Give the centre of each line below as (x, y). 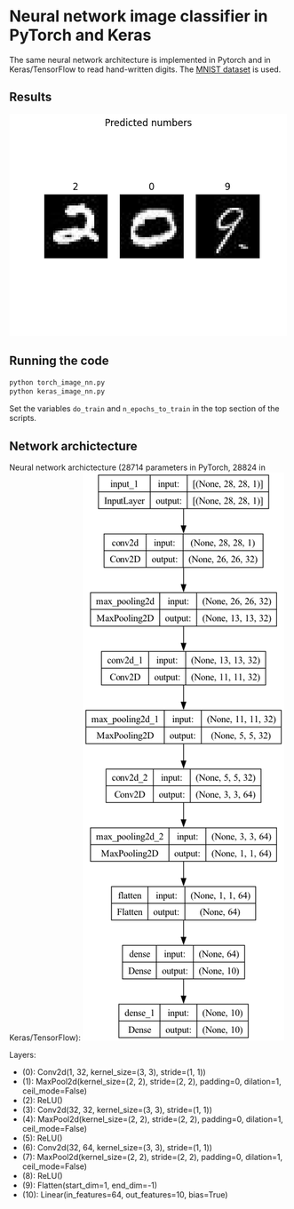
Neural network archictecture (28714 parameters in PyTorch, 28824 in (138, 467)
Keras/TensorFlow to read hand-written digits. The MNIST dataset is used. (145, 69)
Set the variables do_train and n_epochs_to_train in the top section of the (144, 409)
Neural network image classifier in (139, 16)
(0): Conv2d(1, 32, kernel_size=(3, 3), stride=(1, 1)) (114, 1072)
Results (31, 97)
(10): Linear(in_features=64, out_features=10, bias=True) (125, 1195)
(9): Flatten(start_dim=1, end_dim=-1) (90, 1185)
